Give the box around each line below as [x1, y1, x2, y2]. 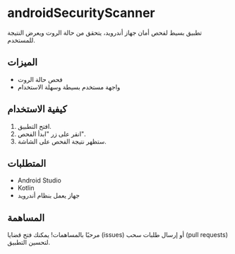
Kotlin [17, 184, 35, 192]
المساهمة [7, 212, 44, 224]
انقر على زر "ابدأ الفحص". [17, 129, 86, 138]
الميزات [7, 57, 37, 69]
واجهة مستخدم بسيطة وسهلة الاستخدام [17, 83, 121, 91]
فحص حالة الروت [17, 75, 64, 83]
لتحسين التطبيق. [7, 238, 51, 247]
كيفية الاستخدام [7, 103, 67, 115]
